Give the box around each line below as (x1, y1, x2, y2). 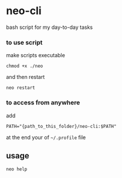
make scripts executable (6, 52, 66, 59)
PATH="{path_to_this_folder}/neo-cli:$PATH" (6, 123, 117, 129)
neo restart (6, 85, 35, 91)
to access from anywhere (6, 98, 80, 107)
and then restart (6, 74, 45, 81)
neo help (6, 166, 28, 172)
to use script (6, 38, 43, 47)
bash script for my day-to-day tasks (6, 24, 93, 31)
